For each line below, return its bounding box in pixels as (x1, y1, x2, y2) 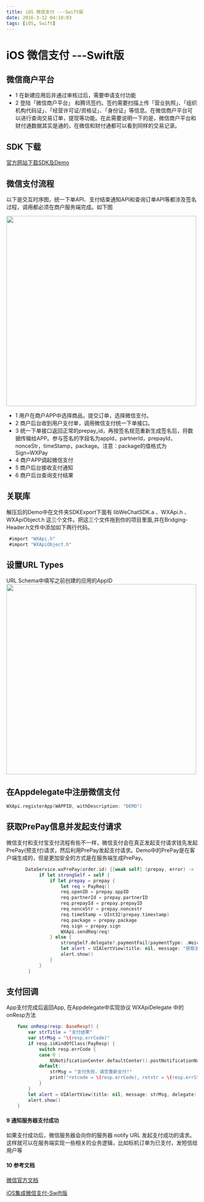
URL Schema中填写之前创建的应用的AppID (6, 577, 113, 584)
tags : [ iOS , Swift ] (6, 20, 56, 26)
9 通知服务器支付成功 (6, 1117, 59, 1124)
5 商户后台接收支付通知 (15, 464, 74, 471)
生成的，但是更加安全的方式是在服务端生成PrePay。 (16, 854, 147, 861)
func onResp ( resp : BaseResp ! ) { (17, 1024, 99, 1030)
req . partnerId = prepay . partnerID (60, 895, 148, 901)
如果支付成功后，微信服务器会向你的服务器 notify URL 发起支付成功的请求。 (6, 1131, 195, 1139)
